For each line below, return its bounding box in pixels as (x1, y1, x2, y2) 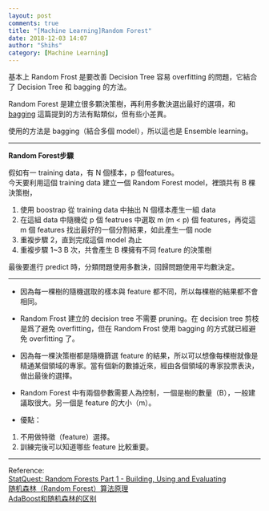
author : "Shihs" (8, 42, 62, 50)
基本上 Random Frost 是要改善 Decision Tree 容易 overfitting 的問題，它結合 (8, 72, 258, 81)
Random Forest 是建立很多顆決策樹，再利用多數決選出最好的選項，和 (8, 99, 236, 108)
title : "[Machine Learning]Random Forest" (8, 26, 152, 34)
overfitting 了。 (29, 334, 80, 343)
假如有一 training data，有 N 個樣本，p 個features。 (8, 168, 179, 177)
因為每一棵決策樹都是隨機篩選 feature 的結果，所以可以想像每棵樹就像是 (19, 351, 259, 360)
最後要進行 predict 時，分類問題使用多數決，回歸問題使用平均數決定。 (8, 262, 239, 271)
